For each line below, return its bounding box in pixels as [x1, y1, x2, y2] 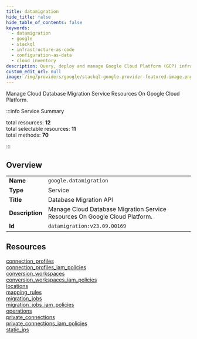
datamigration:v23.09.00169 [47, 222, 127, 229]
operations [6, 307, 32, 314]
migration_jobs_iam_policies [6, 301, 74, 308]
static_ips [6, 326, 29, 333]
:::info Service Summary [6, 108, 64, 115]
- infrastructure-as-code [11, 47, 75, 53]
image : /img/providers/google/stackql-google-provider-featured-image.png [6, 74, 193, 80]
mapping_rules [6, 289, 42, 296]
